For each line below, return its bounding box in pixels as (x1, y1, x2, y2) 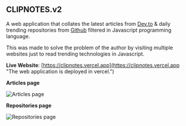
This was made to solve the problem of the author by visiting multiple (6, 44, 173, 51)
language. (6, 32, 31, 40)
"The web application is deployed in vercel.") (6, 67, 114, 75)
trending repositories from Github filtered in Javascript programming (6, 26, 172, 33)
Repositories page (6, 102, 52, 109)
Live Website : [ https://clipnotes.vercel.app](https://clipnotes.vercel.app (6, 62, 180, 69)
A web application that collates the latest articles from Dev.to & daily (6, 20, 171, 27)
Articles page (6, 79, 40, 86)
